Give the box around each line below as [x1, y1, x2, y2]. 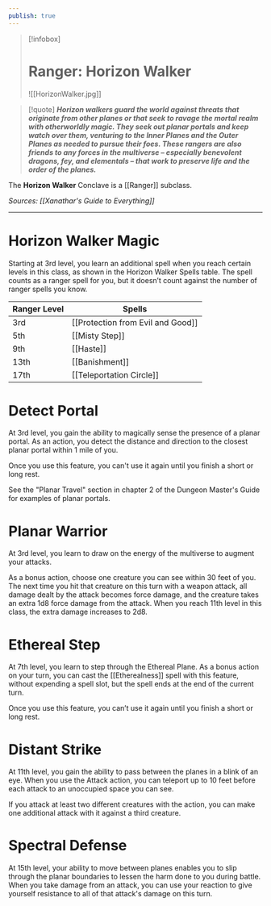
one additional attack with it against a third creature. [8, 808, 181, 818]
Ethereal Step [8, 635, 101, 653]
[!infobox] [27, 34, 61, 44]
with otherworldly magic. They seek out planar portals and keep [27, 122, 249, 132]
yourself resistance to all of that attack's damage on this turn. [8, 889, 213, 899]
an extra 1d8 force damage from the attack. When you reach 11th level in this [8, 599, 262, 608]
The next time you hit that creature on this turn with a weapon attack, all [8, 582, 248, 591]
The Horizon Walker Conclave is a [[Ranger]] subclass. [8, 180, 192, 190]
